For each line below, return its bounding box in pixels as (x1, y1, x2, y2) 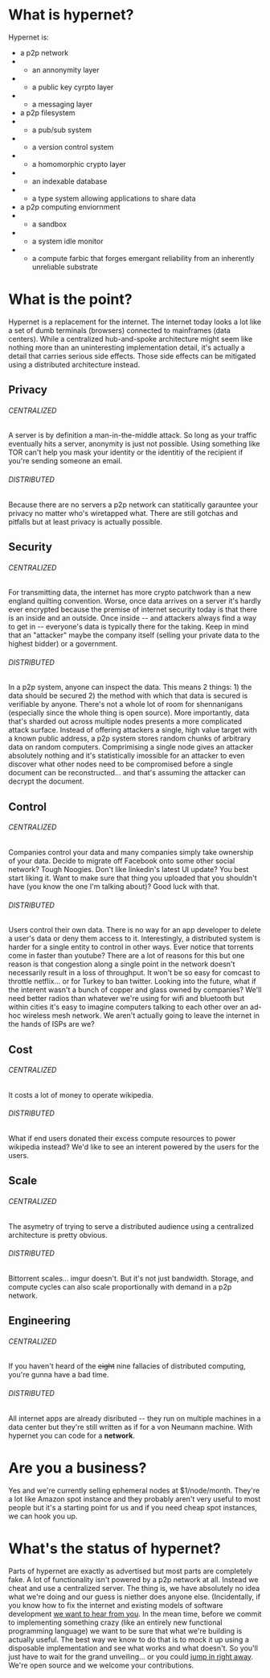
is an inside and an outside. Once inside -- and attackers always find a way (8, 613, 257, 623)
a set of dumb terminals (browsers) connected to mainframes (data (8, 325, 231, 335)
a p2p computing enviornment (19, 201, 121, 211)
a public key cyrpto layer (31, 82, 114, 92)
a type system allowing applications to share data (31, 193, 196, 203)
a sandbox (31, 219, 67, 229)
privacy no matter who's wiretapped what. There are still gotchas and (8, 508, 239, 517)
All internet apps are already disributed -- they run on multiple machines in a (8, 1413, 261, 1423)
